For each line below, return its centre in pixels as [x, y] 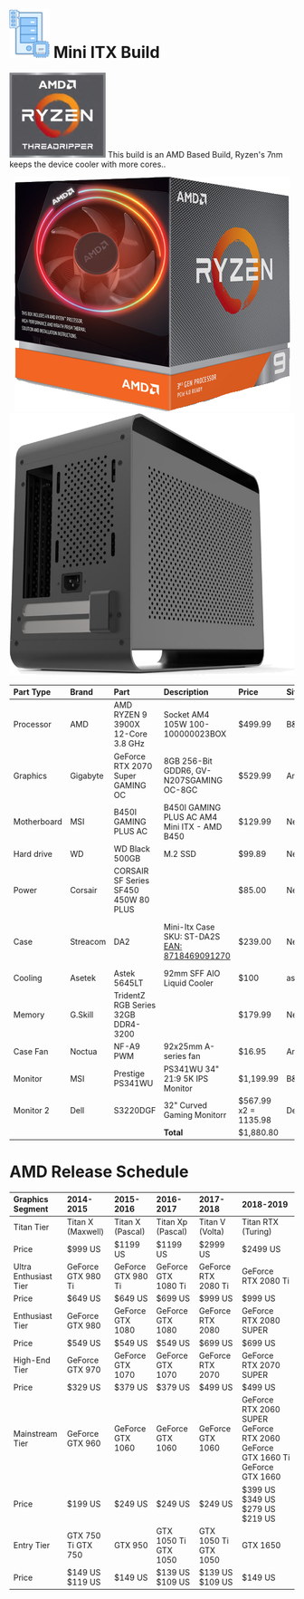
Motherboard [38, 822]
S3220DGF [135, 1110]
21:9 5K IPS [186, 1078]
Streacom [88, 941]
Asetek [83, 978]
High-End [32, 1360]
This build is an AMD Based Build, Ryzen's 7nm [195, 154]
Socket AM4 [186, 715]
